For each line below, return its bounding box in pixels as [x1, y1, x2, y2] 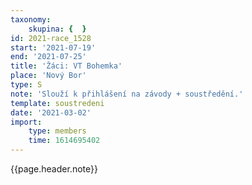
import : [10, 117, 43, 127]
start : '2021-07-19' [10, 42, 97, 53]
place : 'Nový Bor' [10, 71, 87, 81]
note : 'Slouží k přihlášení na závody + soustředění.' [10, 89, 244, 99]
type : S [10, 80, 43, 90]
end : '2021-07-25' [10, 52, 87, 62]
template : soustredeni [10, 98, 105, 108]
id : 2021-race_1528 [10, 33, 92, 43]
